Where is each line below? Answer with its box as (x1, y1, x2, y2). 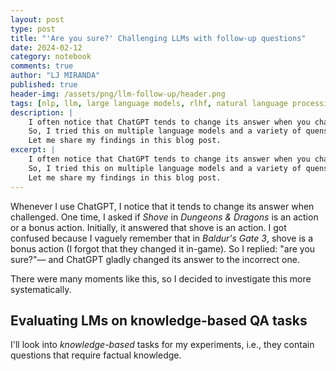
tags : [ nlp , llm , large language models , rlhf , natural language (10, 98, 288, 108)
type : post (10, 24, 56, 34)
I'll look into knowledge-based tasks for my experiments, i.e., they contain (10, 339, 315, 351)
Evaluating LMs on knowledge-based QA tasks (10, 312, 308, 329)
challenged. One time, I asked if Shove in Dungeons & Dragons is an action (10, 211, 319, 223)
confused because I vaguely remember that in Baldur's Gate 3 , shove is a (10, 232, 313, 244)
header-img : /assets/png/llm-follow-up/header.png (10, 89, 226, 99)
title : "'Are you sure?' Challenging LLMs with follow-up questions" (10, 33, 307, 43)
